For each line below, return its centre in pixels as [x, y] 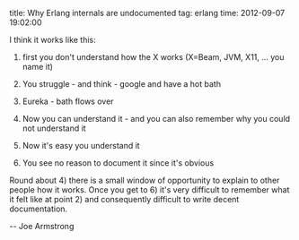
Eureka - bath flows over [68, 101]
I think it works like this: [53, 40]
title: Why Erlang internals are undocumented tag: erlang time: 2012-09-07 [147, 13]
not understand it [54, 128]
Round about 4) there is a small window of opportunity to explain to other [145, 180]
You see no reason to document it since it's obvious [118, 163]
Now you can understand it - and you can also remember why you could [156, 119]
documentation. [39, 209]
